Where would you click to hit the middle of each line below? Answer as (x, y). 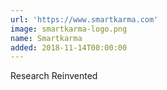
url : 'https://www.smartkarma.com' (84, 19)
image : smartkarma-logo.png (69, 29)
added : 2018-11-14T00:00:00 (69, 47)
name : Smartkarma (46, 38)
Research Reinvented (54, 76)
